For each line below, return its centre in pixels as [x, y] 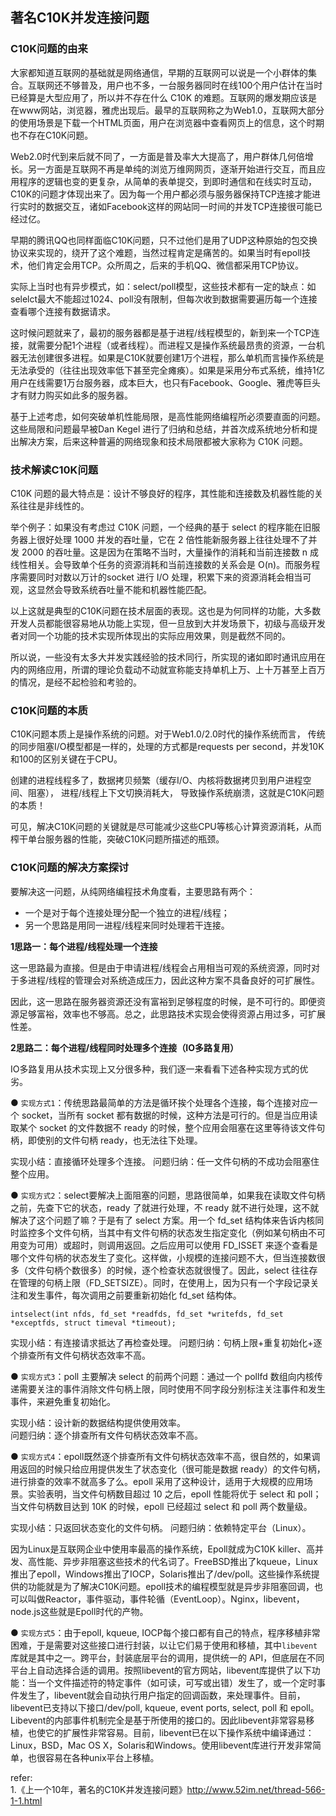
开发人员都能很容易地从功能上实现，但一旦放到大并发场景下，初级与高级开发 [168, 623]
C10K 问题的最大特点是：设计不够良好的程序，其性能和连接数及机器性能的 [162, 493]
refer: [21, 1777]
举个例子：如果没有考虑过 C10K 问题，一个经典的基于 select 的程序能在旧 [161, 527]
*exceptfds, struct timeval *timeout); [93, 1323]
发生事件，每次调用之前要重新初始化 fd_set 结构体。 [134, 1295]
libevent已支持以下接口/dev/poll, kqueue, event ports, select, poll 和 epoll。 [165, 1707]
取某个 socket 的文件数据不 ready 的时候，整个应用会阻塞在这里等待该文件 [163, 1127]
